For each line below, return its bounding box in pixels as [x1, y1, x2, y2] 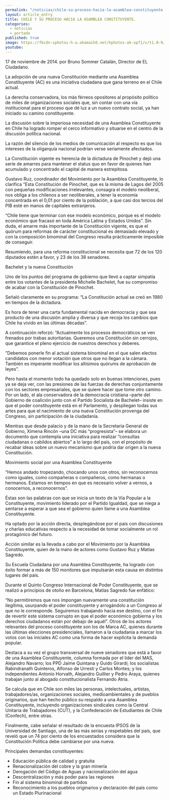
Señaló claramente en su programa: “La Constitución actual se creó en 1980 [5, 294, 163, 300]
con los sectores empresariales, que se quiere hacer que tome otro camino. [5, 386, 162, 392]
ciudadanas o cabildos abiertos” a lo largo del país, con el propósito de [5, 438, 152, 445]
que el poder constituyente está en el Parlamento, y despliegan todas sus [5, 402, 157, 408]
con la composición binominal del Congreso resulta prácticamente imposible [5, 233, 164, 239]
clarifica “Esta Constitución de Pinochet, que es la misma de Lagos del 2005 [5, 181, 163, 187]
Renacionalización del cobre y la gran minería [12, 763, 107, 769]
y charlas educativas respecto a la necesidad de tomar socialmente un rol [5, 526, 158, 532]
